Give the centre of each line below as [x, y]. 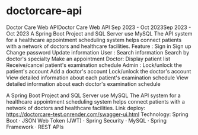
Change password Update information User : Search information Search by [98, 52]
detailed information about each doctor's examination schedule [84, 83]
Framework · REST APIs [35, 127]
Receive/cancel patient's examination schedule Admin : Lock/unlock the [94, 65]
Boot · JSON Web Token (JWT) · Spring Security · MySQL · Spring [87, 120]
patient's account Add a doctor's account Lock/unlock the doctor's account [99, 71]
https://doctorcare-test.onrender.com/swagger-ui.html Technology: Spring [97, 114]
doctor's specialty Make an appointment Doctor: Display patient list [88, 59]
